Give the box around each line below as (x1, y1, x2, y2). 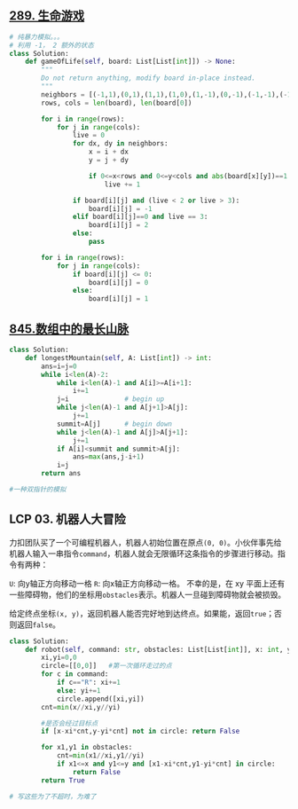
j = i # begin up (56, 395, 165, 404)
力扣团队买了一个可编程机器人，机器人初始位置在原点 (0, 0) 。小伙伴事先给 (9, 537, 282, 547)
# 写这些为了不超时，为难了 (9, 792, 98, 801)
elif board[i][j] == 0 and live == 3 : (72, 212, 208, 222)
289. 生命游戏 (9, 8, 85, 24)
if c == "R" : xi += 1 (56, 678, 122, 687)
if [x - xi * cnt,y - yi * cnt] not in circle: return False (41, 727, 240, 736)
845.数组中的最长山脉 (9, 321, 129, 336)
